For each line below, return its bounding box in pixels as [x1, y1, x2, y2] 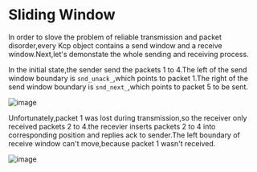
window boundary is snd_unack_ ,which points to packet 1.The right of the [8, 73, 249, 83]
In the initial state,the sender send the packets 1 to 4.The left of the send [8, 64, 247, 74]
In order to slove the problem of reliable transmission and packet [8, 32, 222, 42]
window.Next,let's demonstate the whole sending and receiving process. [8, 49, 249, 59]
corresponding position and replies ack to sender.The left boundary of [8, 130, 241, 140]
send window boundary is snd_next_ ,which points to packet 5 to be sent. [8, 82, 249, 92]
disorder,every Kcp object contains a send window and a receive [8, 40, 222, 50]
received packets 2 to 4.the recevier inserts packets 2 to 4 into [8, 121, 216, 131]
